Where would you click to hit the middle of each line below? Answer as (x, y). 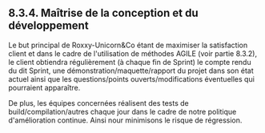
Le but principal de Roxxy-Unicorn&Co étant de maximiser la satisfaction (128, 45)
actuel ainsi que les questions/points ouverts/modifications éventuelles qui (131, 79)
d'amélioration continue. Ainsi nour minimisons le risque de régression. (125, 120)
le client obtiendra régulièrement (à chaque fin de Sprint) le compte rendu (130, 62)
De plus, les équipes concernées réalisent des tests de (99, 103)
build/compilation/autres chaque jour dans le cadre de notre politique (122, 111)
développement (49, 26)
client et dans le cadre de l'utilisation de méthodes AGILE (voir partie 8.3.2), (133, 53)
